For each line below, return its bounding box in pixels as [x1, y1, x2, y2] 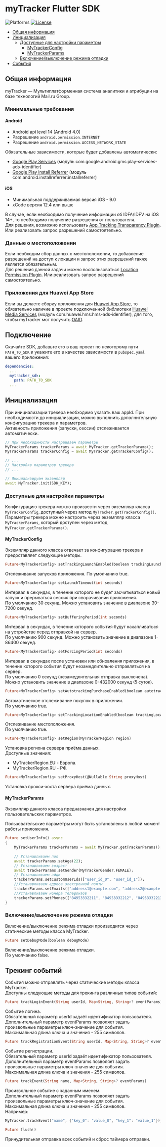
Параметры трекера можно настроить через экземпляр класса [5, 514, 141, 520]
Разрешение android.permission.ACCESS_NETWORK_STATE [12, 139, 126, 145]
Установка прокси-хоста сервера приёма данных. [5, 784, 111, 790]
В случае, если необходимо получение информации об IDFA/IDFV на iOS [5, 211, 159, 218]
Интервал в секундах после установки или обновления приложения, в [5, 658, 155, 664]
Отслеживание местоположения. [5, 721, 76, 727]
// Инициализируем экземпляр [5, 476, 65, 481]
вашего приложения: [5, 354, 49, 360]
